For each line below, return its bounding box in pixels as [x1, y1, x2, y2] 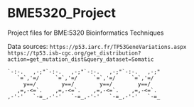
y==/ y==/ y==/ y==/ [23, 80, 151, 88]
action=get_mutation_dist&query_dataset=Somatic [7, 55, 154, 63]
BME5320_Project [7, 5, 116, 21]
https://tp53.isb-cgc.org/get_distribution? [7, 50, 141, 57]
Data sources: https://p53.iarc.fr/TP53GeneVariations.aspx [7, 42, 187, 50]
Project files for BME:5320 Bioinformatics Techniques [7, 28, 164, 37]
